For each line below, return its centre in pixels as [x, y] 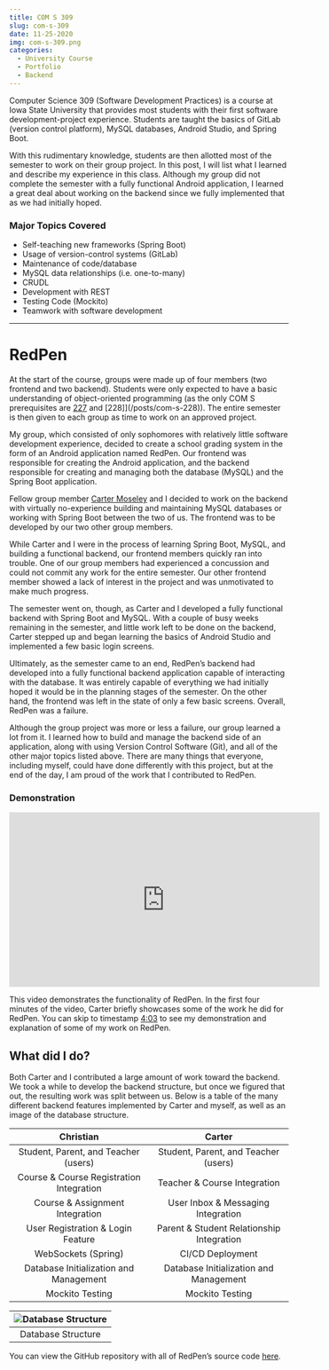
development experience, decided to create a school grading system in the [146, 444]
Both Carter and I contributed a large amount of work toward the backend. [145, 1077]
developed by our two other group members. [91, 527]
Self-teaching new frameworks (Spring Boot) [104, 245]
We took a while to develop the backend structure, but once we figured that [147, 1087]
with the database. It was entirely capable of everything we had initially [139, 682]
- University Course [55, 59]
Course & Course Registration [79, 1177]
